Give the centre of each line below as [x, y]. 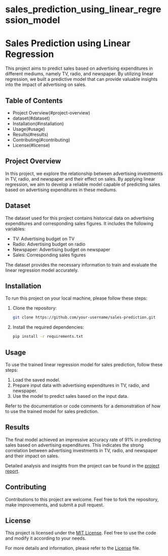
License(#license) [31, 145]
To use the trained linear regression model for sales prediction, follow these [84, 364]
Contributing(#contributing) [41, 140]
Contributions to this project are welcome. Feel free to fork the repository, [82, 499]
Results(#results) [30, 134]
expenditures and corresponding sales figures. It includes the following [79, 223]
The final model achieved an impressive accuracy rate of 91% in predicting [83, 440]
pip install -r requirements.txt [48, 337]
